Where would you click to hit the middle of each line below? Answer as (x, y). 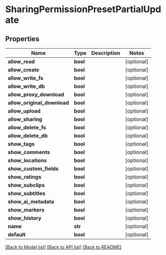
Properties (22, 39)
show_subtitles (27, 193)
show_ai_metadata (31, 202)
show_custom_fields (33, 169)
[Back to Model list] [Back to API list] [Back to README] (63, 247)
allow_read (21, 62)
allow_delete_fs (27, 128)
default (17, 234)
